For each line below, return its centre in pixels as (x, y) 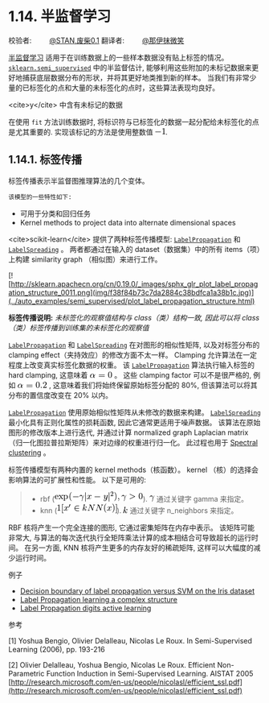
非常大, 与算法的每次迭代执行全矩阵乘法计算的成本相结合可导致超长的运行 (130, 537)
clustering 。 (29, 453)
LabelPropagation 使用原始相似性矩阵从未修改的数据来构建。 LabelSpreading (134, 412)
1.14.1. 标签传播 (45, 160)
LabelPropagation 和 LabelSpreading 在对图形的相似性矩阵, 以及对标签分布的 (134, 345)
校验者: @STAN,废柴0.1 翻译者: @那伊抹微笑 (96, 40)
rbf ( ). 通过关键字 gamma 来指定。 (144, 498)
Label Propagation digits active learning (86, 608)
